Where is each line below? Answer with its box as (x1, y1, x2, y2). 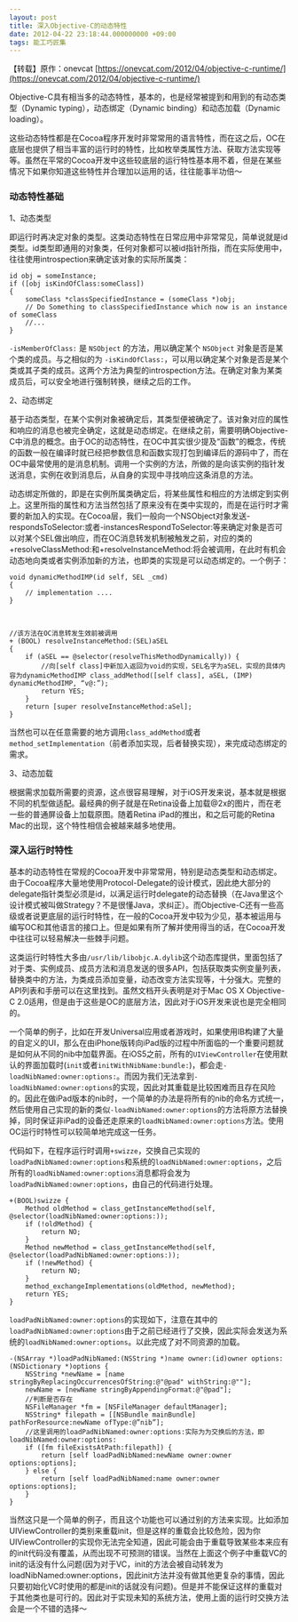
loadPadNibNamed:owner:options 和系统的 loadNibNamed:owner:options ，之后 (9, 1156, 282, 1167)
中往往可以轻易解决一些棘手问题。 (9, 933, 134, 943)
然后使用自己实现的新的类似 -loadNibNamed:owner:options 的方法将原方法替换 (9, 1104, 288, 1114)
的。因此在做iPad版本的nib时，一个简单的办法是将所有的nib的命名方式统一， (9, 1093, 289, 1104)
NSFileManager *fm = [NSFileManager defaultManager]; (25, 1402, 228, 1411)
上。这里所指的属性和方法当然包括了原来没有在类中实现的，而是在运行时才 (9, 499, 281, 510)
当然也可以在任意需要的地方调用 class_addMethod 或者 (9, 727, 201, 737)
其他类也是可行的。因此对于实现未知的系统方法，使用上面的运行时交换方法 (16, 1592, 289, 1602)
